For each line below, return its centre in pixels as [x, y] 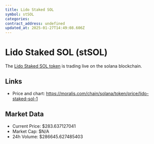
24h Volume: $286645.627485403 [47, 137]
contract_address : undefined [35, 23]
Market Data [24, 114]
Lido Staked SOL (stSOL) [56, 53]
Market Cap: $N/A [31, 131]
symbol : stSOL [20, 14]
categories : [17, 19]
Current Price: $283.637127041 [44, 126]
